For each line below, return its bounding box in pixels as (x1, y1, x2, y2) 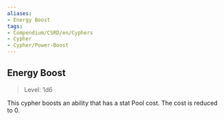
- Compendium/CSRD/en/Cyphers (7, 29, 94, 36)
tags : (7, 23, 23, 29)
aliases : (7, 10, 32, 17)
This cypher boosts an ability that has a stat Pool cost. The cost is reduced (7, 99, 218, 107)
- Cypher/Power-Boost (7, 42, 69, 49)
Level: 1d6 (23, 85, 53, 93)
